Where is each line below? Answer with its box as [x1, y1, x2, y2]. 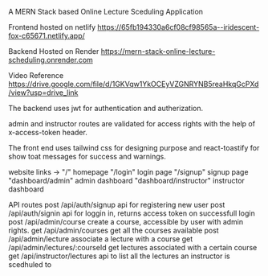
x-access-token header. [8, 128, 88, 137]
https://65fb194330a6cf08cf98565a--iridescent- [97, 23, 260, 31]
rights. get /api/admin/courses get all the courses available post [8, 225, 219, 235]
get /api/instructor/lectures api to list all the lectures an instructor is [8, 251, 230, 261]
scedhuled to [8, 260, 52, 269]
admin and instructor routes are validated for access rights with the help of [8, 119, 255, 128]
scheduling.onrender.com [8, 56, 94, 64]
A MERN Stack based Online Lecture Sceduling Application [8, 7, 203, 16]
